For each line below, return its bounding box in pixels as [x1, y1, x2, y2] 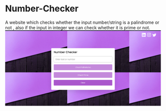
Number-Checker [5, 3, 79, 14]
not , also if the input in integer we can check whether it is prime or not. [5, 24, 151, 30]
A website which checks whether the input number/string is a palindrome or [5, 19, 160, 25]
